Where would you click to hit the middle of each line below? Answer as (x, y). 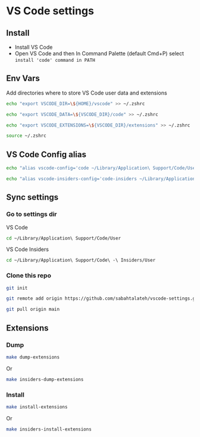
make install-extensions (37, 407)
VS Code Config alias (46, 154)
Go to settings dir (32, 214)
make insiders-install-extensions (49, 429)
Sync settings (32, 197)
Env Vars (23, 78)
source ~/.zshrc (26, 136)
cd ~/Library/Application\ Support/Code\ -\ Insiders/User (81, 260)
